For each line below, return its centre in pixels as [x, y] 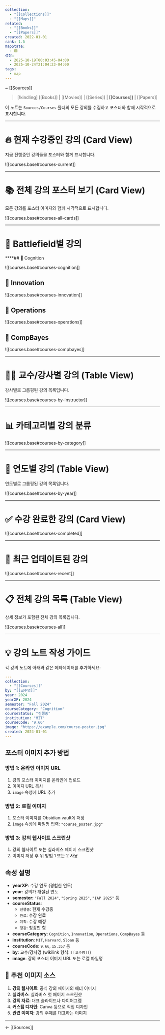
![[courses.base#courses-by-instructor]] [46, 400]
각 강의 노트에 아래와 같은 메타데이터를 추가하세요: [53, 667]
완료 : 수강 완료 [33, 915]
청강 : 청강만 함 [33, 928]
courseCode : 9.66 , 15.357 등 [41, 946]
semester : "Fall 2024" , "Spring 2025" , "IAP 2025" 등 [66, 898]
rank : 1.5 [15, 42]
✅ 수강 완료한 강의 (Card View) [66, 519]
